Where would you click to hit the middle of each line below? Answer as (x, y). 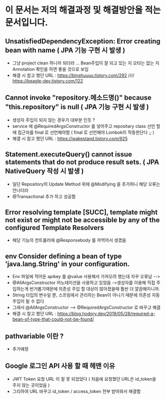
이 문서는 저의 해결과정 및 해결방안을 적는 (83, 10)
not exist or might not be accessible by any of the (83, 220)
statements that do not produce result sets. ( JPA (82, 162)
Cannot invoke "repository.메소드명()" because (78, 98)
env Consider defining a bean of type (63, 256)
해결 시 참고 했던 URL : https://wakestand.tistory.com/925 (70, 138)
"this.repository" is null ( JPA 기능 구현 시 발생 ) (77, 107)
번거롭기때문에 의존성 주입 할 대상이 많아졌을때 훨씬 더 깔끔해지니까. (95, 289)
